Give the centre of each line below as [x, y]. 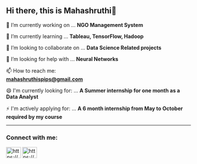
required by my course [34, 117]
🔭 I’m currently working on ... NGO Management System [75, 25]
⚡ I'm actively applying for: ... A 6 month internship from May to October [94, 108]
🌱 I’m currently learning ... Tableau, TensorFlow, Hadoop [75, 36]
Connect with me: [32, 137]
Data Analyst [22, 97]
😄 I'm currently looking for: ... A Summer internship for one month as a [93, 90]
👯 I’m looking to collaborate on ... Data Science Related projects [84, 47]
